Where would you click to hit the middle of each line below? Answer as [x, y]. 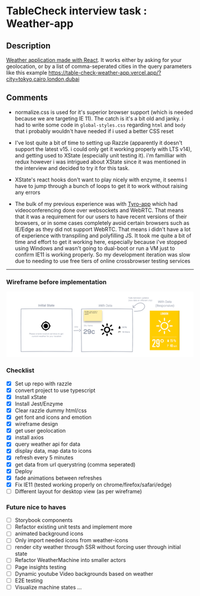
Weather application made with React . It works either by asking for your [94, 60]
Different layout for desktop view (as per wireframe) [78, 491]
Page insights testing [40, 567]
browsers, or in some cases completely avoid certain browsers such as [102, 223]
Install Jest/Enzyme [39, 403]
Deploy [24, 471]
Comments [27, 98]
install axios [29, 437]
